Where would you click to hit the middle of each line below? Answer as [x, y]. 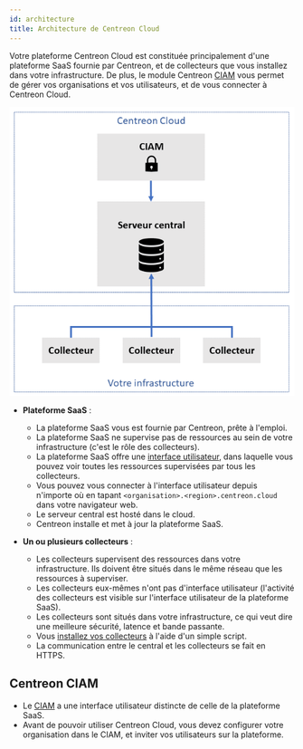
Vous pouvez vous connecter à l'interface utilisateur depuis [147, 485]
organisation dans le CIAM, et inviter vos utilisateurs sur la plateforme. [153, 735]
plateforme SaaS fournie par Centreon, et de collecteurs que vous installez [148, 65]
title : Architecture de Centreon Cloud [85, 29]
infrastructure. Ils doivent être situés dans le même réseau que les [159, 568]
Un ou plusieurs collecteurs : [78, 541]
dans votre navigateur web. [87, 504]
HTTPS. [51, 655]
